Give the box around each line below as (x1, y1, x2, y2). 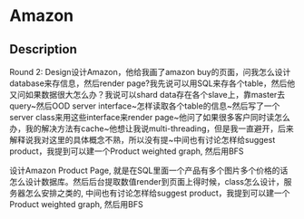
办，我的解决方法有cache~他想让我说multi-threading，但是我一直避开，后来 (9, 123, 295, 134)
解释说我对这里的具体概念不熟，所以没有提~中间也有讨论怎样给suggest (9, 135, 276, 145)
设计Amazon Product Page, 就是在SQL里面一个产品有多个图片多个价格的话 (9, 165, 289, 176)
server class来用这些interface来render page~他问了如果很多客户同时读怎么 (9, 112, 290, 122)
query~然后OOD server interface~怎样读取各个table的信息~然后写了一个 (9, 100, 280, 111)
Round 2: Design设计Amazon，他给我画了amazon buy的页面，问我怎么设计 (9, 67, 291, 77)
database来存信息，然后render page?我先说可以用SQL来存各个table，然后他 (9, 78, 296, 89)
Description (9, 42, 77, 57)
